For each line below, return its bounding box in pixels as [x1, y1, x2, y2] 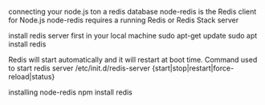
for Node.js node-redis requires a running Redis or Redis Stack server [8, 15, 239, 25]
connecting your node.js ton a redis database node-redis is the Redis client [8, 7, 257, 16]
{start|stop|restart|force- [152, 63, 234, 73]
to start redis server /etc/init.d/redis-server [8, 63, 151, 73]
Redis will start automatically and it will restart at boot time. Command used [8, 55, 258, 64]
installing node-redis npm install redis [8, 87, 132, 97]
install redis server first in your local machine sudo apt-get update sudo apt [8, 31, 258, 40]
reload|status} [8, 72, 55, 81]
